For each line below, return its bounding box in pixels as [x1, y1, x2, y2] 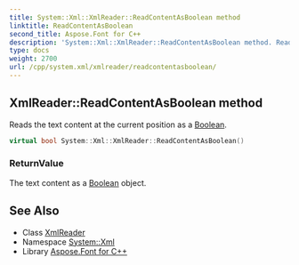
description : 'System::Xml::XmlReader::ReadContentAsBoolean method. [9, 37, 273, 47]
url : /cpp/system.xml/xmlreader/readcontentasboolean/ [9, 63, 217, 72]
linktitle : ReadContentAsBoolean [9, 21, 133, 30]
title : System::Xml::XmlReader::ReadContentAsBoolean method [9, 12, 241, 22]
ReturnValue [9, 157, 64, 170]
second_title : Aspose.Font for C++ [9, 29, 141, 38]
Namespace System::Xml [21, 237, 116, 247]
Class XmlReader [21, 227, 86, 237]
